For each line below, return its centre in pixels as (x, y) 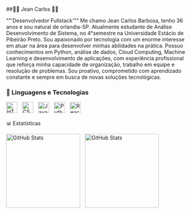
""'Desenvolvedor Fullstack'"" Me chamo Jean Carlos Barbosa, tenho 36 (95, 20)
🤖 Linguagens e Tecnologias (47, 92)
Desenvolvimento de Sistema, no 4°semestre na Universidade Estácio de (95, 33)
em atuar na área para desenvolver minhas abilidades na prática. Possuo (95, 46)
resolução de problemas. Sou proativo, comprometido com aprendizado (94, 71)
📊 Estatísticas (24, 124)
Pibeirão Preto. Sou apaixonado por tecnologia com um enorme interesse (96, 39)
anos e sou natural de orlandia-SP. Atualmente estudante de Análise (89, 27)
